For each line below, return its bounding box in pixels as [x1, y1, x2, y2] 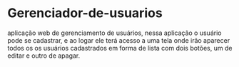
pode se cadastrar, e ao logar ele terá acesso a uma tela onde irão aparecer [7, 36, 230, 44]
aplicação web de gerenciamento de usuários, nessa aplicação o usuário [7, 29, 222, 37]
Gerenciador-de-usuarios [7, 5, 163, 21]
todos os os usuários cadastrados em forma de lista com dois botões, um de [7, 43, 233, 52]
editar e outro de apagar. [7, 51, 81, 60]
